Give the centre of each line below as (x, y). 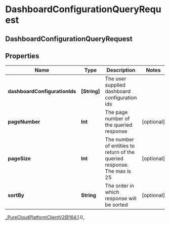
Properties (22, 56)
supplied (115, 85)
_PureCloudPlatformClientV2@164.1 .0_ (45, 217)
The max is (118, 171)
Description (121, 70)
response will (121, 199)
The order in (119, 186)
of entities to (120, 146)
